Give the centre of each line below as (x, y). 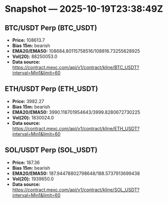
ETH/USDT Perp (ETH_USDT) (51, 89)
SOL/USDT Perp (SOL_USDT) (51, 150)
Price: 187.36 (26, 163)
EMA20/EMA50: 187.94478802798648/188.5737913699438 (76, 173)
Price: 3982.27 (28, 101)
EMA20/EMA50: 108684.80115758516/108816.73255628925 (76, 51)
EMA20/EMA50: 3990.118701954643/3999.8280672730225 (76, 112)
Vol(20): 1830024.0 (33, 117)
